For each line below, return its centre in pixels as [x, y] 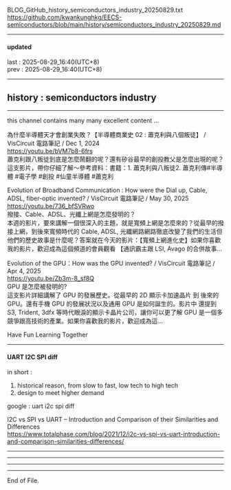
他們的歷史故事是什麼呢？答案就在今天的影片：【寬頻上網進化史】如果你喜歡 [114, 240]
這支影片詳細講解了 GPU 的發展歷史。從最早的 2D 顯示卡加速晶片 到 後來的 [113, 295]
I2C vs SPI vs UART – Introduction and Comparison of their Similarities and [113, 420]
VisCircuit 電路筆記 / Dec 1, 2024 [53, 143]
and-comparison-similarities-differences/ [66, 441]
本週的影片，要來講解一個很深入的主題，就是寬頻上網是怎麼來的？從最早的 [112, 223]
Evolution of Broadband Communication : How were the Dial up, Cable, [107, 190]
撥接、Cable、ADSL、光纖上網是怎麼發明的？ [71, 214]
